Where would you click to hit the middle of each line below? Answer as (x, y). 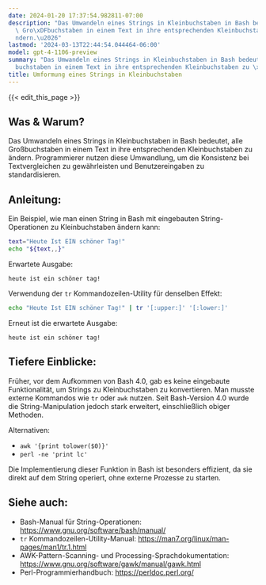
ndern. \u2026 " (38, 38)
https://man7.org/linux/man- (184, 538)
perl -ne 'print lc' (53, 454)
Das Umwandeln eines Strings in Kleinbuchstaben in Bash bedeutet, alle (125, 141)
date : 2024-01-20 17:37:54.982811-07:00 (76, 15)
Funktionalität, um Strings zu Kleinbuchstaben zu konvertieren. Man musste (131, 389)
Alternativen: (29, 430)
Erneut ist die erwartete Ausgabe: (63, 323)
